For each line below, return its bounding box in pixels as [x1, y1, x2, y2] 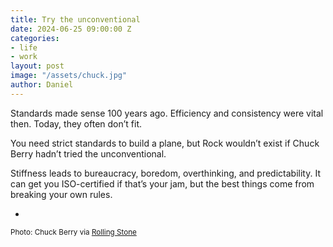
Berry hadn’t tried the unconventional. [10, 147, 167, 160]
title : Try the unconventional [10, 14, 141, 25]
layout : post [10, 61, 65, 71]
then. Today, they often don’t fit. [10, 117, 143, 130]
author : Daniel [10, 80, 74, 90]
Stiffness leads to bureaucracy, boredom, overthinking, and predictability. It [10, 167, 321, 179]
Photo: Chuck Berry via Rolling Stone [10, 227, 137, 237]
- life [10, 42, 38, 53]
